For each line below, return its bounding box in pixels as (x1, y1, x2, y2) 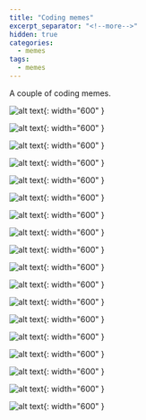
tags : (9, 55, 30, 64)
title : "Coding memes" (9, 13, 94, 22)
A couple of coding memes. (9, 87, 112, 99)
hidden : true (9, 30, 58, 39)
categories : (9, 38, 54, 48)
